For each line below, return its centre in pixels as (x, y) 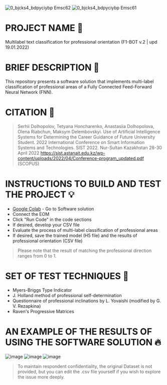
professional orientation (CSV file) (47, 240)
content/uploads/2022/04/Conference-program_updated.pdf (81, 158)
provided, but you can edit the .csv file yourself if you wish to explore (89, 371)
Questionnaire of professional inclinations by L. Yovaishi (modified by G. (87, 301)
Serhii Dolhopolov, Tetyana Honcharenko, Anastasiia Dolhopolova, (86, 126)
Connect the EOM (31, 214)
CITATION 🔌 (30, 112)
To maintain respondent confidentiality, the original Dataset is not (85, 366)
